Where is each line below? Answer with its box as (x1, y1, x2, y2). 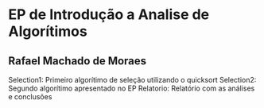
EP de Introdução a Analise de (8, 6, 210, 24)
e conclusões (8, 92, 52, 101)
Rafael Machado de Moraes (8, 54, 147, 67)
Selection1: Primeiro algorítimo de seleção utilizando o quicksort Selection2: (8, 75, 257, 84)
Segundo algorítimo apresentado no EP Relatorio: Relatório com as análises (8, 83, 255, 93)
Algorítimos (8, 22, 87, 40)
